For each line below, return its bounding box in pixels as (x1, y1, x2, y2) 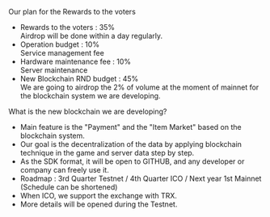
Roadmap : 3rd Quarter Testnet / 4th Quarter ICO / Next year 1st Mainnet (19, 173, 262, 183)
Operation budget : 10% (19, 40, 99, 49)
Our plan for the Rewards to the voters (8, 7, 136, 16)
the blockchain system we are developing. (19, 91, 161, 100)
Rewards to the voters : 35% (19, 23, 116, 31)
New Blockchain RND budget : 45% (19, 74, 139, 83)
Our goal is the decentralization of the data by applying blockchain (19, 140, 243, 148)
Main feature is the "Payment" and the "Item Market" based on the (19, 123, 242, 131)
